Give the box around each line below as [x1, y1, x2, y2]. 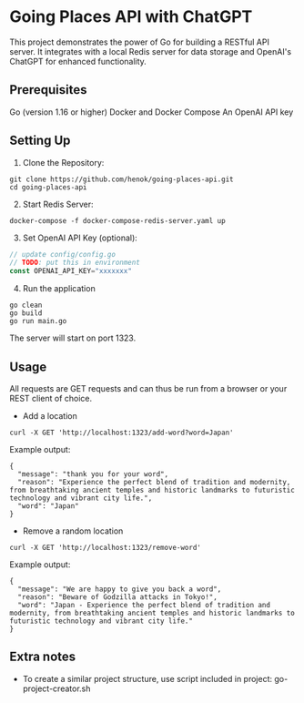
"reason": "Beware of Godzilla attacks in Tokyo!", [17, 593, 218, 602]
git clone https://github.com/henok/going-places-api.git [9, 175, 234, 184]
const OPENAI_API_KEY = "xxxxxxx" [9, 267, 132, 276]
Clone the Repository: [22, 157, 105, 168]
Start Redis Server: [22, 199, 94, 209]
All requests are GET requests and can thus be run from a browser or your [9, 383, 288, 393]
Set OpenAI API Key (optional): [22, 232, 138, 243]
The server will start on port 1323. [9, 332, 137, 343]
